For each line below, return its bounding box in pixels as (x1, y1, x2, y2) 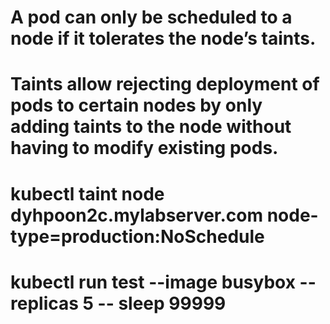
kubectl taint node (10, 182, 165, 205)
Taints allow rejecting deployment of (10, 73, 320, 96)
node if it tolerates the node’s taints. (10, 27, 317, 50)
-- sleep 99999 (97, 292, 227, 315)
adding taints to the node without (10, 116, 292, 138)
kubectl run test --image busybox (10, 271, 296, 293)
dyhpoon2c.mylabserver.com (10, 204, 264, 226)
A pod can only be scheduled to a (10, 6, 293, 29)
